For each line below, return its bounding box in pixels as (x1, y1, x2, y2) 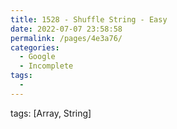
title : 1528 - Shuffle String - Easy (10, 14, 168, 25)
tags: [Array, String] (10, 107, 92, 119)
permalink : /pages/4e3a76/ (10, 33, 123, 43)
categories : (10, 42, 60, 53)
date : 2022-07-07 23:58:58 (10, 24, 123, 34)
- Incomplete (19, 61, 74, 71)
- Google (19, 52, 56, 62)
